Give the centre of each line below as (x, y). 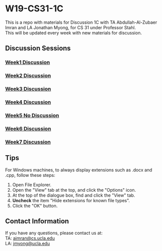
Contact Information (37, 221)
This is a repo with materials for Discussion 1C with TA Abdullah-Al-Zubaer (81, 22)
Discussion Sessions (38, 48)
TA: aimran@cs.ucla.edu (30, 238)
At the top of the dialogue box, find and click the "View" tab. (74, 195)
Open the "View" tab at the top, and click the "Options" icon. (74, 190)
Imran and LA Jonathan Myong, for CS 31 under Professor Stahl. (71, 27)
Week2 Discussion (28, 76)
